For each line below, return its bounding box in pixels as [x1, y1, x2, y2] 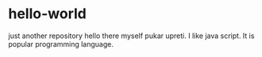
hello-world [8, 5, 87, 23]
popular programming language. [8, 39, 114, 48]
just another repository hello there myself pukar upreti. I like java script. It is [8, 31, 255, 40]
